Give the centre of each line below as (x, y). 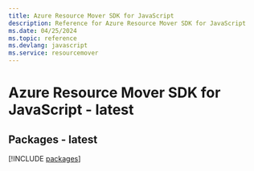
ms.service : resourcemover (53, 53)
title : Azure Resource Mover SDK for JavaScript (91, 16)
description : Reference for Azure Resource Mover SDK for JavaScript (127, 23)
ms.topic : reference (43, 38)
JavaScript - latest (71, 110)
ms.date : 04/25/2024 (43, 31)
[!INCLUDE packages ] (45, 159)
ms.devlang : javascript (48, 46)
